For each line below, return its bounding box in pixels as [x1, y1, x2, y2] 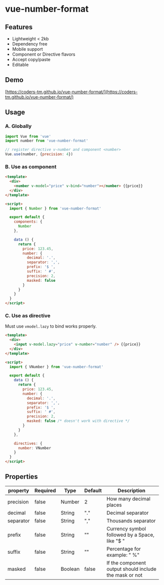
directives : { [14, 441, 42, 446]
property [8, 487, 29, 494]
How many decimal [106, 495, 150, 502]
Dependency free [12, 41, 48, 47]
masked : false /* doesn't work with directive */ [26, 418, 130, 423]
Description [118, 487, 145, 494]
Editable [12, 62, 29, 67]
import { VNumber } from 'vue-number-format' [9, 364, 104, 369]
